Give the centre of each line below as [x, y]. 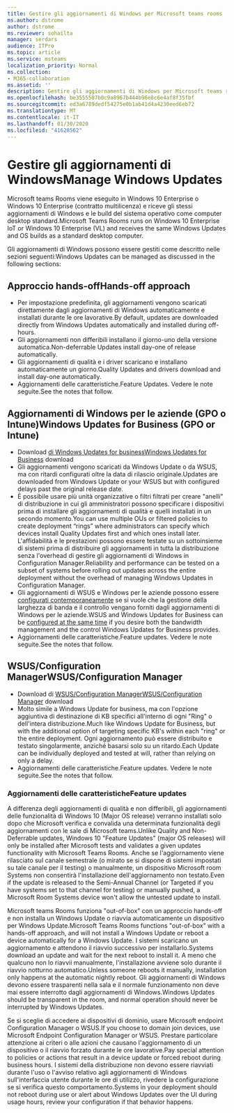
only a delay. [36, 761]
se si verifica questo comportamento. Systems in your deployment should [112, 1087]
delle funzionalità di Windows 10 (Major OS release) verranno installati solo [114, 816]
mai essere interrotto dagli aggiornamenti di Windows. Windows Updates [111, 993]
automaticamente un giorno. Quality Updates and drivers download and [119, 369]
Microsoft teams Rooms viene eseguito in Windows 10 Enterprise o [103, 199]
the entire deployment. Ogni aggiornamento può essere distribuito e [115, 738]
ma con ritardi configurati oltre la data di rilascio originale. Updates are [117, 474]
